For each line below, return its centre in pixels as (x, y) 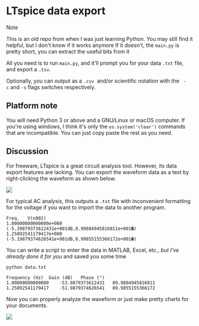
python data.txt (26, 267)
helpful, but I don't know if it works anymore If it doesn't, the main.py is (93, 45)
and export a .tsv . (29, 69)
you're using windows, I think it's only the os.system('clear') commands (96, 126)
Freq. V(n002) (26, 218)
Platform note (32, 106)
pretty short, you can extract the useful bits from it (68, 51)
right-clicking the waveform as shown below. (61, 178)
